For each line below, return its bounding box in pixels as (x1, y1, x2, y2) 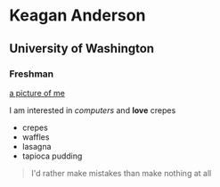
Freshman (9, 68, 54, 80)
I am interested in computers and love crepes (9, 104, 176, 116)
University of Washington (9, 41, 154, 56)
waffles (21, 131, 50, 142)
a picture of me (9, 87, 65, 98)
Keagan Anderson (9, 5, 146, 26)
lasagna (21, 141, 52, 151)
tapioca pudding (21, 150, 83, 161)
